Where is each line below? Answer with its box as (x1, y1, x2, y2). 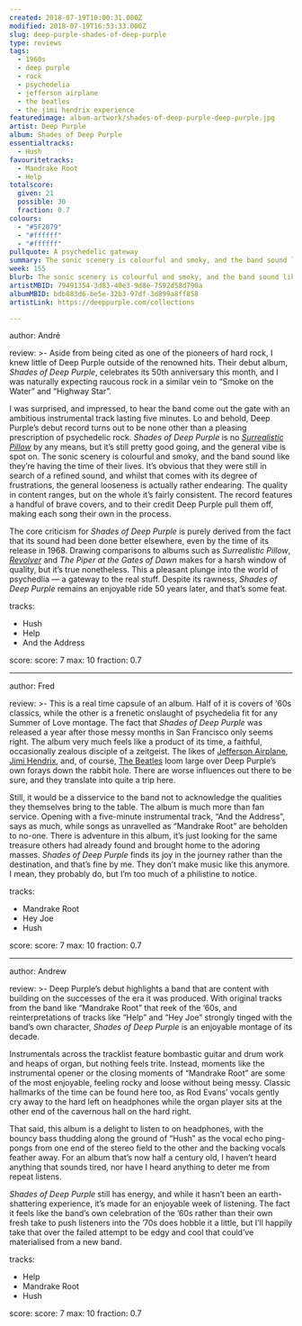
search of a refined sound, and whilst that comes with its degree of (9, 470, 258, 482)
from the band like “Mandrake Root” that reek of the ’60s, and (9, 1003, 238, 1014)
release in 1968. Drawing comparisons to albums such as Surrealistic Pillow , (9, 546, 291, 556)
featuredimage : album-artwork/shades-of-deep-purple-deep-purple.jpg (9, 113, 276, 122)
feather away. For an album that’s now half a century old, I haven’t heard (9, 1152, 277, 1163)
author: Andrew (9, 966, 67, 977)
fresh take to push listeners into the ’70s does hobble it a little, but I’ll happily (9, 1217, 293, 1229)
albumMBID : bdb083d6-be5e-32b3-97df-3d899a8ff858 (9, 289, 200, 298)
